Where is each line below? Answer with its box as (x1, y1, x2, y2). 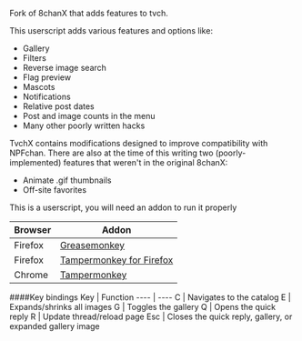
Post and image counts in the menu (22, 111, 156, 121)
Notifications (22, 91, 71, 102)
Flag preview (22, 72, 71, 83)
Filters (22, 53, 47, 63)
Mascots (22, 82, 55, 92)
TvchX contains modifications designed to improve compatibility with (9, 138, 268, 148)
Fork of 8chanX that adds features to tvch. (9, 8, 168, 18)
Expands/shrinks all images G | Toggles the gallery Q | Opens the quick (9, 302, 276, 312)
